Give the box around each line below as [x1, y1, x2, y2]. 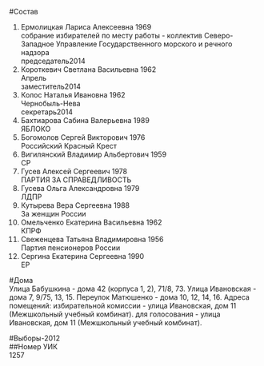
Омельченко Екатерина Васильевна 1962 [20, 217, 162, 227]
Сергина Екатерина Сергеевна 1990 [20, 252, 145, 261]
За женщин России [20, 209, 86, 218]
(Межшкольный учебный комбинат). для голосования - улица [9, 309, 221, 319]
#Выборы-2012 [9, 333, 61, 343]
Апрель [20, 74, 47, 82]
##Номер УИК [9, 342, 58, 351]
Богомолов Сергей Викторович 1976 [20, 133, 146, 142]
